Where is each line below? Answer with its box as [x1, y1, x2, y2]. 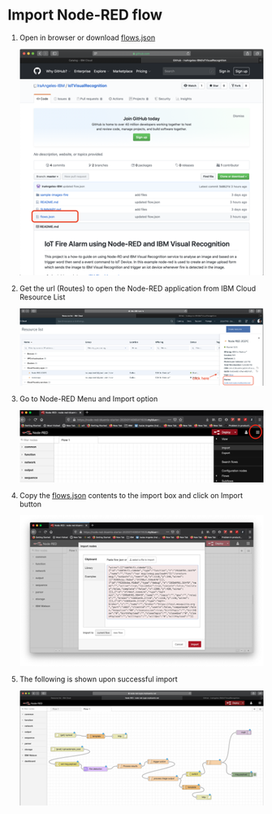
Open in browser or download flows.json [19, 33, 156, 42]
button [19, 499, 42, 510]
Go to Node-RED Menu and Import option [19, 394, 158, 404]
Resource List [19, 291, 66, 302]
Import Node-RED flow [7, 6, 163, 24]
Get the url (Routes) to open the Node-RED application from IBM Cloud [19, 283, 257, 293]
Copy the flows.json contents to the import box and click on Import [19, 491, 244, 501]
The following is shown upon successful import [19, 674, 178, 685]
